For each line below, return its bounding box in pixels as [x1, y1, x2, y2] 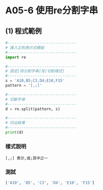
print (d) [5, 130, 24, 135]
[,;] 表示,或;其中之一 [5, 156, 48, 161]
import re [5, 55, 27, 60]
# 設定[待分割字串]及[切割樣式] [5, 68, 65, 74]
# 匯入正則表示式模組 [5, 45, 44, 50]
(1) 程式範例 [5, 27, 42, 35]
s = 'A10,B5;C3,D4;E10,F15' [5, 78, 65, 83]
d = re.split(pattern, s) [5, 106, 60, 111]
